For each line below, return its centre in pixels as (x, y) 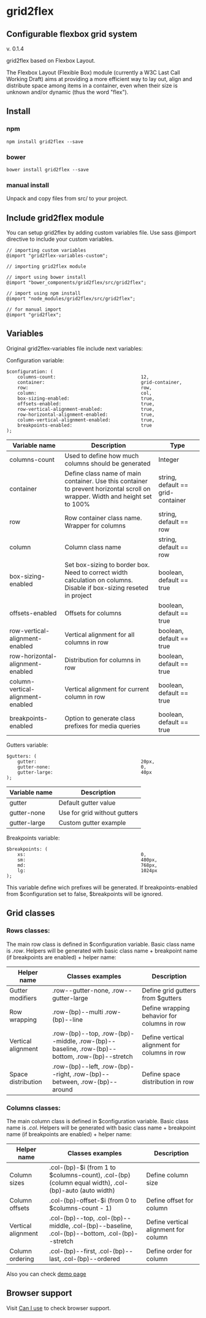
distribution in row (168, 1082)
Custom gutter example (92, 822)
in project (78, 595)
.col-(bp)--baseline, (102, 1225)
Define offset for (170, 1200)
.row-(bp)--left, (76, 1066)
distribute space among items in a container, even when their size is (92, 85)
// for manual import (34, 310)
